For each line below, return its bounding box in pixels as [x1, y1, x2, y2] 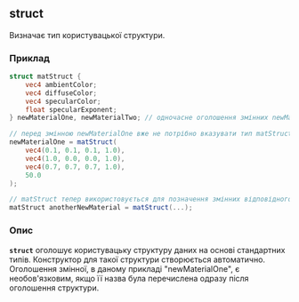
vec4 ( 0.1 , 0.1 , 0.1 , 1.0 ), [25, 146, 125, 155]
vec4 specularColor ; [25, 97, 101, 106]
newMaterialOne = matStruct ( [9, 138, 117, 147]
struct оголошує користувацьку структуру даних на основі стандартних [9, 244, 286, 255]
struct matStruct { [9, 72, 82, 82]
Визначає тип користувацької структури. [9, 29, 166, 40]
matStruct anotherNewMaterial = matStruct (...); [9, 203, 193, 212]
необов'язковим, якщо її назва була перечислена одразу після [9, 273, 249, 283]
